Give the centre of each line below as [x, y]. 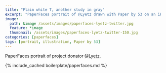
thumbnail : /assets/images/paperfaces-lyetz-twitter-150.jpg [74, 33]
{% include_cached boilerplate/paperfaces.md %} [56, 65]
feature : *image [26, 28]
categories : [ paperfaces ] [32, 37]
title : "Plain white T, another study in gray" [55, 10]
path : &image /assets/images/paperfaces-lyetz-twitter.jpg [72, 23]
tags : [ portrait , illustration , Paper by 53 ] [53, 42]
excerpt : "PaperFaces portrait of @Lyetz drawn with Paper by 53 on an [80, 14]
